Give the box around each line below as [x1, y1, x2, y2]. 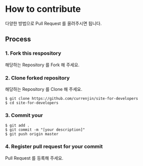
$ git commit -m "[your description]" [5, 127, 85, 132]
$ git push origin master [5, 132, 58, 137]
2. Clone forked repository [5, 74, 70, 81]
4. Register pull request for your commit [5, 143, 103, 150]
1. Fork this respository [5, 50, 61, 57]
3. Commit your [5, 112, 43, 119]
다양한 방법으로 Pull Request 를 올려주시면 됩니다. [5, 20, 102, 26]
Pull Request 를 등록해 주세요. [5, 155, 63, 161]
